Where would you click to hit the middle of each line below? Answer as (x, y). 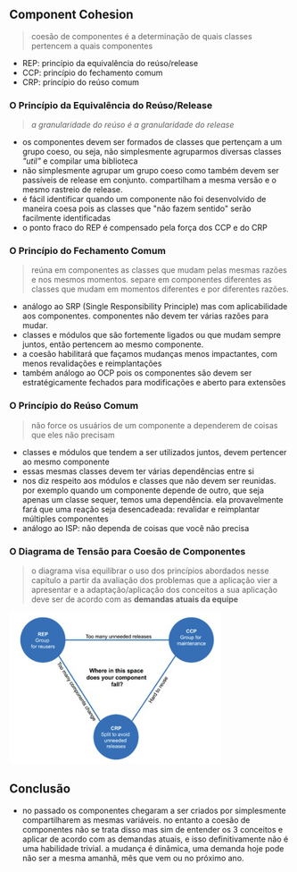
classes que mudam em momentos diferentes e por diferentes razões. (160, 289)
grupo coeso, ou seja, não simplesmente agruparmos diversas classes (152, 152)
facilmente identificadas (66, 218)
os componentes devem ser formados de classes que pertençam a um (152, 142)
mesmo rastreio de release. (72, 190)
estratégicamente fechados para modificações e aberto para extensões (154, 383)
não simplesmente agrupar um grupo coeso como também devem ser (150, 171)
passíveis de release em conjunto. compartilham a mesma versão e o (149, 180)
